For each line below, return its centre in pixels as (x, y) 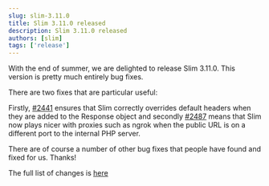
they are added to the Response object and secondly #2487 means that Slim (135, 116)
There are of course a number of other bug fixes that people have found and (135, 149)
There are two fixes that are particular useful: (83, 92)
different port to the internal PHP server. (74, 134)
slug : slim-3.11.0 (39, 16)
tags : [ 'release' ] (39, 46)
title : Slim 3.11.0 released (57, 23)
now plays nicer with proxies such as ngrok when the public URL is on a (127, 125)
